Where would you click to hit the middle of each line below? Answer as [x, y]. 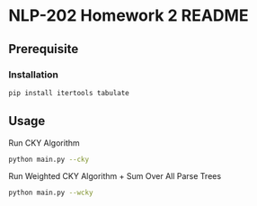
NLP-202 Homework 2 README [128, 16]
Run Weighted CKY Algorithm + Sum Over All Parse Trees [115, 176]
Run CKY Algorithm [44, 143]
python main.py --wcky [51, 193]
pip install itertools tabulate [69, 93]
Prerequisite [44, 49]
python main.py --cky [49, 159]
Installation [34, 75]
